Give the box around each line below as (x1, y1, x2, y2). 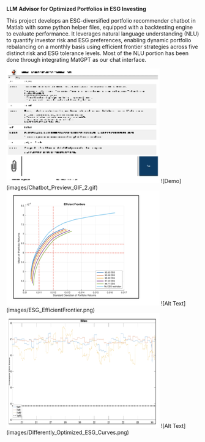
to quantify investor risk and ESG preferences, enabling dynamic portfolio (6, 37, 192, 43)
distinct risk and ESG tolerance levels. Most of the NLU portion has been (6, 50, 188, 57)
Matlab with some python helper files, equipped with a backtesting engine (6, 24, 193, 31)
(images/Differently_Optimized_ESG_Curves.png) (6, 429, 130, 436)
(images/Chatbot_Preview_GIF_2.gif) (6, 184, 98, 191)
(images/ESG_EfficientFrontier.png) (6, 306, 95, 313)
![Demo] (160, 178, 182, 184)
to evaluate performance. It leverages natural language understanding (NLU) (6, 30, 199, 37)
